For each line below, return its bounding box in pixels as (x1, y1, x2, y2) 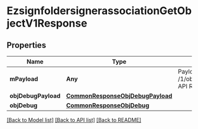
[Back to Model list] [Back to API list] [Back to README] (6, 117, 142, 123)
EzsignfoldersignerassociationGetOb (6, 4, 192, 18)
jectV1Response (6, 16, 88, 30)
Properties (6, 40, 46, 50)
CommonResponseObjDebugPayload (66, 92, 173, 100)
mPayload (9, 75, 39, 83)
